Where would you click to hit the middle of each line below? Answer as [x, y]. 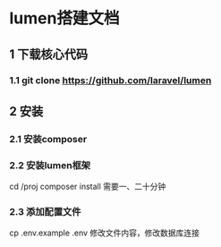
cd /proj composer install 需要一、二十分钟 [88, 187]
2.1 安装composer [48, 139]
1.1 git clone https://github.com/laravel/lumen [110, 80]
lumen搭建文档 [64, 18]
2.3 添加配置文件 [45, 212]
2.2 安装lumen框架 [50, 165]
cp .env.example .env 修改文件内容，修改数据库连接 [104, 233]
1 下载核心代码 [49, 54]
